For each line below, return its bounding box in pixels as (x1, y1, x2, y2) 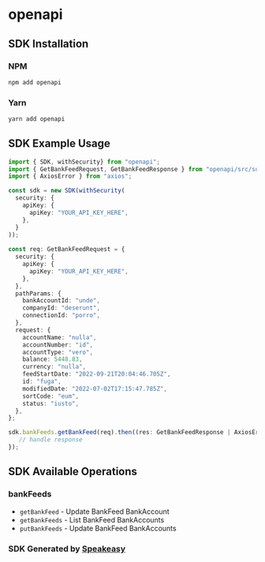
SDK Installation (8, 37, 89, 51)
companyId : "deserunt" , (22, 304, 101, 313)
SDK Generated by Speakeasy (8, 543, 126, 554)
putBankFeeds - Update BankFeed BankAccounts (19, 523, 177, 533)
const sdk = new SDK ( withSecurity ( (8, 187, 125, 195)
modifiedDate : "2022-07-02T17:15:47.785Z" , (22, 384, 168, 392)
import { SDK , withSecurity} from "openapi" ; (8, 158, 160, 166)
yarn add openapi (8, 115, 65, 123)
